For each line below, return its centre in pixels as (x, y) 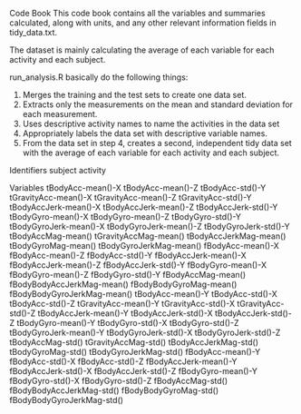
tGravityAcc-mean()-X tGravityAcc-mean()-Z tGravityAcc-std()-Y (131, 197)
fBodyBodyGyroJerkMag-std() (67, 400)
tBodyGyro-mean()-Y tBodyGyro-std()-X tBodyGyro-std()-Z (128, 323)
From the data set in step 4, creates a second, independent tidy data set (157, 143)
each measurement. (60, 114)
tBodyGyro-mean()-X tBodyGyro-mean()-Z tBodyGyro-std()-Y (126, 217)
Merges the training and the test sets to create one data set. (134, 95)
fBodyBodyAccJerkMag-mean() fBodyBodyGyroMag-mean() (123, 284)
